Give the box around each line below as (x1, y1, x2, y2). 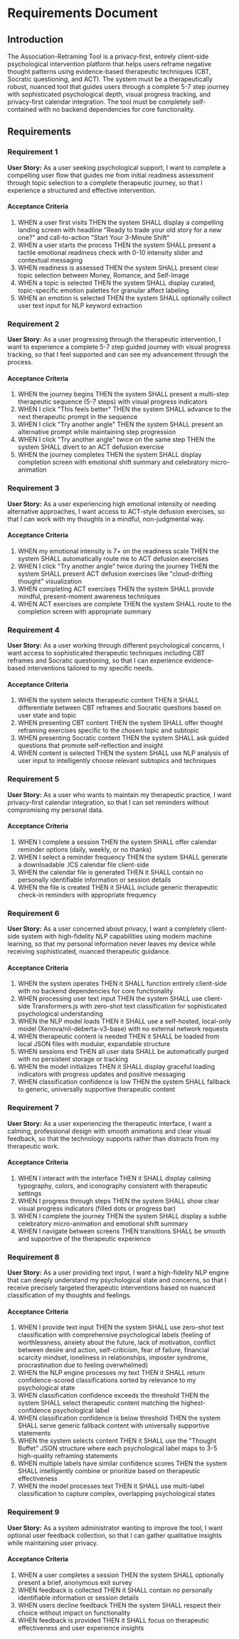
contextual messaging (17, 255, 83, 264)
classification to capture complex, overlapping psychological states (17, 1490, 216, 1498)
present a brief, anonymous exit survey (17, 1578, 133, 1586)
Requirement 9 (7, 1507, 60, 1517)
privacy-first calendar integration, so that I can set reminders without (7, 798, 209, 806)
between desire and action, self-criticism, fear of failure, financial (17, 1346, 210, 1354)
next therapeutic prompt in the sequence (17, 413, 138, 421)
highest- (181, 1398, 206, 1407)
